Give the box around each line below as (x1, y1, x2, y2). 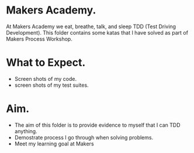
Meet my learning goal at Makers (14, 140, 95, 147)
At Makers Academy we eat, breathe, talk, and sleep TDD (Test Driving (6, 23, 176, 30)
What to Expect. (6, 56, 86, 69)
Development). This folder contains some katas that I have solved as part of (6, 29, 189, 36)
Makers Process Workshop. (6, 35, 73, 42)
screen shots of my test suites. (14, 81, 89, 89)
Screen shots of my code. (14, 75, 77, 82)
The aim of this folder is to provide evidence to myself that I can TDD (14, 121, 181, 128)
